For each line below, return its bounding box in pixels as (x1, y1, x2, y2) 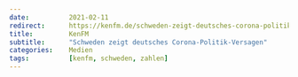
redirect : (9, 21, 46, 30)
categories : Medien (9, 46, 93, 55)
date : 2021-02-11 (9, 12, 109, 22)
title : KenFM (9, 29, 90, 38)
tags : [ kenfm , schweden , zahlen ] (9, 54, 169, 63)
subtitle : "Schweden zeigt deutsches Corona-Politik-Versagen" (9, 37, 268, 47)
